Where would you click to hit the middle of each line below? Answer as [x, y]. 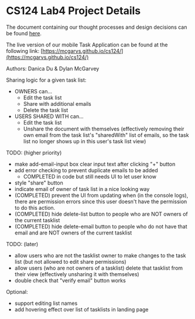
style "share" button [39, 183]
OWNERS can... [33, 91]
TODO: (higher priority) [34, 152]
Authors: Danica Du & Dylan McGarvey [53, 68]
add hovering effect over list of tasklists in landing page [81, 309]
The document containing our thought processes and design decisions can [97, 27]
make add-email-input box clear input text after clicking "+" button [95, 164]
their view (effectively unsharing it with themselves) [77, 274]
